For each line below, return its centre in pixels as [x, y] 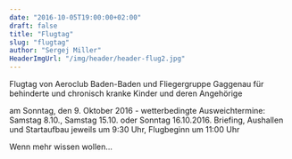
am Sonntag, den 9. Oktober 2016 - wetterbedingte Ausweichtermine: [138, 111]
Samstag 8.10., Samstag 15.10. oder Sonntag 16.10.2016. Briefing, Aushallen [146, 120]
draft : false [33, 26]
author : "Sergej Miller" [55, 51]
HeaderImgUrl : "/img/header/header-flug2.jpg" [97, 59]
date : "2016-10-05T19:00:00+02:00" [75, 17]
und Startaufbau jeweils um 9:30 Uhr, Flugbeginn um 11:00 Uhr [125, 129]
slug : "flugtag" [39, 42]
